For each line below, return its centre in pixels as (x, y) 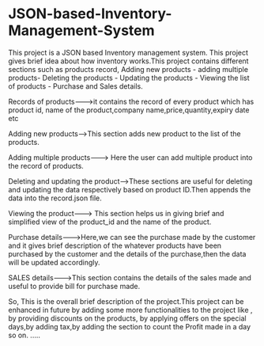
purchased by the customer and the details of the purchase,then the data (127, 253)
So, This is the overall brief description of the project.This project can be (126, 301)
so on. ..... (25, 335)
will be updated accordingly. (54, 262)
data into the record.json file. (55, 198)
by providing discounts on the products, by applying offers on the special (127, 318)
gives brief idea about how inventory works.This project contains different (128, 61)
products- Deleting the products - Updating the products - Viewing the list (129, 78)
